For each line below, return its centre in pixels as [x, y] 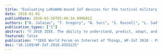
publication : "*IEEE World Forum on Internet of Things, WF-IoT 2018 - [79, 41]
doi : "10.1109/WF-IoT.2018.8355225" [42, 45]
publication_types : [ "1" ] [31, 27]
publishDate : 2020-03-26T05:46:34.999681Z [49, 18]
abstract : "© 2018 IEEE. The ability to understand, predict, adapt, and [81, 32]
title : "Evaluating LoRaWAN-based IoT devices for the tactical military [81, 9]
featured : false [21, 36]
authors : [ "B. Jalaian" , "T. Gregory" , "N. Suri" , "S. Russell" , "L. [77, 23]
